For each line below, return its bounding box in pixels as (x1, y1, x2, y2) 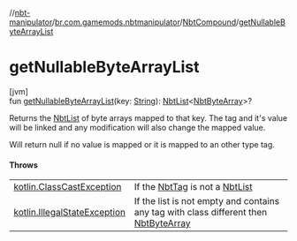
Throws (9, 159, 38, 170)
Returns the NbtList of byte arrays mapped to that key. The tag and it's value (9, 112, 288, 123)
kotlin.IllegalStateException (13, 207, 126, 219)
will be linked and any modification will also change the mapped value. (9, 122, 266, 132)
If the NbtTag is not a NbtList (133, 181, 253, 193)
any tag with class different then (133, 207, 268, 219)
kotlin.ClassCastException (13, 181, 122, 193)
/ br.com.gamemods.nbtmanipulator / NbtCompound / (51, 17, 240, 27)
